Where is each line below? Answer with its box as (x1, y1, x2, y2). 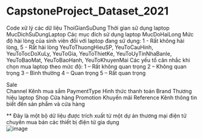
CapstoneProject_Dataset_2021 (6, 4, 169, 18)
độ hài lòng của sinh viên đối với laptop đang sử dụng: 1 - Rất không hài (6, 37, 185, 44)
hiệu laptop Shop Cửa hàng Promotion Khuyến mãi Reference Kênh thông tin (6, 94, 198, 101)
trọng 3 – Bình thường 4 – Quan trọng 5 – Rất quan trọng (6, 69, 146, 76)
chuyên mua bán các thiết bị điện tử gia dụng (6, 118, 119, 125)
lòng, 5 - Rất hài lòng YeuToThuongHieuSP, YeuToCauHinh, (6, 44, 153, 51)
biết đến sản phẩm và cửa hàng (6, 100, 85, 107)
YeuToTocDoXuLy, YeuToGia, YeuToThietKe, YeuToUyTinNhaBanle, (6, 50, 172, 57)
